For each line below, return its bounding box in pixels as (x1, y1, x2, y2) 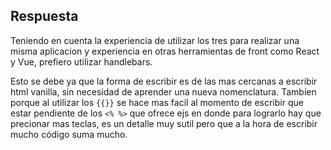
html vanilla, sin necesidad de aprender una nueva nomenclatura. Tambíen (10, 85, 317, 98)
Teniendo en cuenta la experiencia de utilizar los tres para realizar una (10, 34, 300, 46)
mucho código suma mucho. (10, 128, 128, 140)
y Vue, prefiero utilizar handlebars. (10, 55, 153, 68)
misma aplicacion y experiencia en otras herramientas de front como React (10, 45, 320, 57)
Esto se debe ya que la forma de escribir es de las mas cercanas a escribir (10, 75, 318, 87)
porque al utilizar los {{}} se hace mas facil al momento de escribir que (10, 96, 304, 108)
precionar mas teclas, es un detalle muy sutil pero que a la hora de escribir (10, 117, 318, 129)
